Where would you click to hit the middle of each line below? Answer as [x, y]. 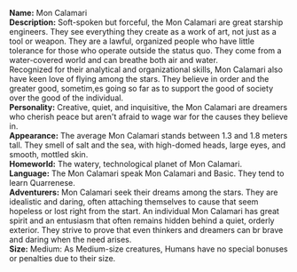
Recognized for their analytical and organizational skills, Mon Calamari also [146, 69]
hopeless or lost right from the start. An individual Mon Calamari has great [144, 211]
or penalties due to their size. [63, 258]
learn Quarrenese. [42, 183]
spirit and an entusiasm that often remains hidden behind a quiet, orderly [142, 220]
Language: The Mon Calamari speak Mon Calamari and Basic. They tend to [147, 173]
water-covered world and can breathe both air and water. [114, 60]
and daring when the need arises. [70, 240]
